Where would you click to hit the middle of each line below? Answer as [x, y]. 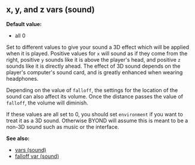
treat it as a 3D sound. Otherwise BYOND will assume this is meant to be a [97, 120]
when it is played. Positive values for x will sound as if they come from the [97, 53]
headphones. [22, 78]
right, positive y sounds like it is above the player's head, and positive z [93, 59]
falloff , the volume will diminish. [47, 103]
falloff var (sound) [37, 156]
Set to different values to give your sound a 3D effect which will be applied [98, 47]
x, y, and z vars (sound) [51, 10]
